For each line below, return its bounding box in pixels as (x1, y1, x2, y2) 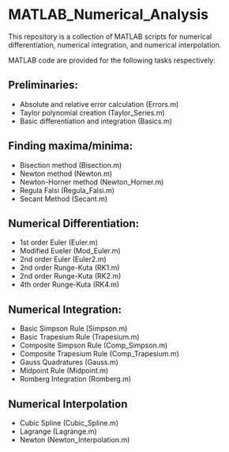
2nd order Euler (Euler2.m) (19, 255, 107, 264)
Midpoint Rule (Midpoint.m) (19, 366, 109, 375)
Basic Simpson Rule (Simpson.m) (19, 324, 128, 333)
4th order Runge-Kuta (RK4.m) (19, 279, 120, 290)
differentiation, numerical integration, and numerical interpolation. (8, 40, 222, 49)
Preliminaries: (8, 78, 79, 92)
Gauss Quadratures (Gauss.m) (19, 358, 118, 367)
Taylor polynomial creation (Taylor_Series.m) (19, 108, 166, 117)
